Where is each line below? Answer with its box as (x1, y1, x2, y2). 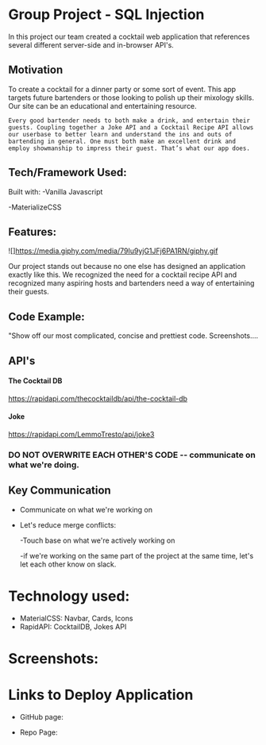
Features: (8, 225, 57, 239)
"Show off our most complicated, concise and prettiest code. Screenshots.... (8, 331, 259, 340)
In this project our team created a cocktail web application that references (8, 32, 250, 41)
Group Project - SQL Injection (8, 6, 205, 24)
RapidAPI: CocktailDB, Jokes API (19, 621, 127, 632)
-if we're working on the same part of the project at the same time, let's (19, 551, 254, 560)
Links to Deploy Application (8, 686, 194, 704)
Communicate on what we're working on (19, 505, 153, 514)
